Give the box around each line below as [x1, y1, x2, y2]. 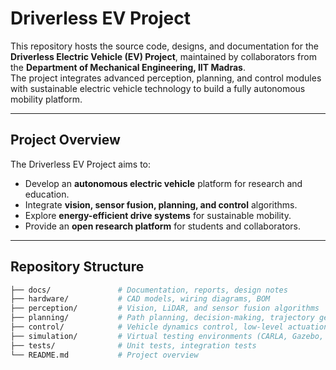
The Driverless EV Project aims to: [10, 158, 151, 170]
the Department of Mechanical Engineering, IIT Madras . [10, 61, 246, 73]
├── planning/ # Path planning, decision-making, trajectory [10, 313, 315, 323]
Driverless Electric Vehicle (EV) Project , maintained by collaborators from [10, 50, 317, 62]
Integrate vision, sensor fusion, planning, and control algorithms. [24, 198, 298, 211]
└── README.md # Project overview [10, 350, 199, 360]
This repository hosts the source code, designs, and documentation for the [10, 40, 319, 52]
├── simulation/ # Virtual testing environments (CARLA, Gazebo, [10, 331, 325, 341]
